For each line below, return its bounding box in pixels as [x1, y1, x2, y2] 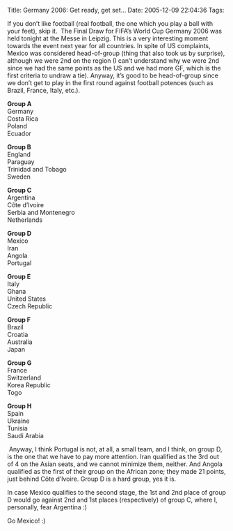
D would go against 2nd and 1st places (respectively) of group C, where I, [7, 495, 218, 504]
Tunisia [7, 424, 28, 432]
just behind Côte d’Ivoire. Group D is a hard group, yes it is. [7, 474, 177, 483]
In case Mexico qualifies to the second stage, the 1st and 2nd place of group [7, 488, 226, 496]
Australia [7, 338, 33, 346]
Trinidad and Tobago [7, 165, 67, 173]
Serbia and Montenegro [7, 209, 75, 216]
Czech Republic [7, 302, 53, 310]
